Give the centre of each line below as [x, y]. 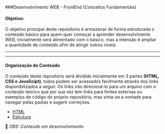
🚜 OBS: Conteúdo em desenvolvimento [44, 127]
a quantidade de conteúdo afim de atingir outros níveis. [61, 45]
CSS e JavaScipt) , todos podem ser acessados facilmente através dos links [82, 81]
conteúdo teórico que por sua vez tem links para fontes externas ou [74, 92]
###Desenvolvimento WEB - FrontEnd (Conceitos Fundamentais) [71, 7]
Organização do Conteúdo [33, 65]
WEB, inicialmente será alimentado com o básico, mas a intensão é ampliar [81, 40]
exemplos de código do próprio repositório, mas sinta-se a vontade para [78, 97]
